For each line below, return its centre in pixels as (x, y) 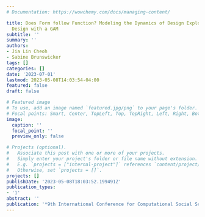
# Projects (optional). (37, 147)
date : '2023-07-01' (31, 74)
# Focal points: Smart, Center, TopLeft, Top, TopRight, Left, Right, (98, 114)
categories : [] (26, 68)
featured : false (27, 86)
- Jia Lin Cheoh (27, 52)
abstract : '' (23, 199)
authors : (17, 46)
